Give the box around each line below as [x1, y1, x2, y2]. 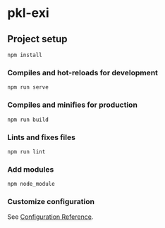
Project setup [7, 33, 68, 45]
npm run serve [7, 84, 49, 91]
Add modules [7, 164, 54, 174]
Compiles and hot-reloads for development [7, 68, 159, 77]
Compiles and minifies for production [7, 100, 137, 110]
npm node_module [7, 181, 55, 188]
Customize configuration [7, 197, 95, 207]
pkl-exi [7, 5, 49, 21]
